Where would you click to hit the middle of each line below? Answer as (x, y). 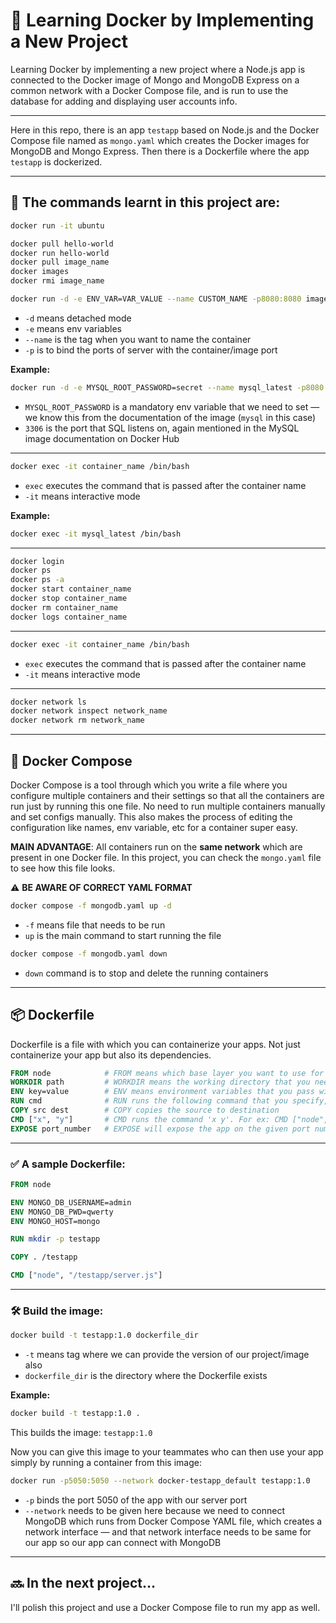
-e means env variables (73, 328)
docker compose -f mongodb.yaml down (89, 954)
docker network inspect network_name (89, 711)
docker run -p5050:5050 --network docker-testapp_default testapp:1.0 (160, 1481)
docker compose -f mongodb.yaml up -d (91, 905)
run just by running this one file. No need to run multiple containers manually (168, 806)
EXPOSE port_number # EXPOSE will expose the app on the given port (160, 1129)
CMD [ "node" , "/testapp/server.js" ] (86, 1275)
